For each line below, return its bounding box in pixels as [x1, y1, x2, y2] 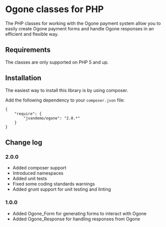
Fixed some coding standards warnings [12, 181, 95, 187]
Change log [5, 138, 43, 147]
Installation [5, 74, 41, 82]
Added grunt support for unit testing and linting [12, 186, 111, 193]
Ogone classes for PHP [5, 4, 104, 15]
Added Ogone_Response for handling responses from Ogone [12, 216, 140, 222]
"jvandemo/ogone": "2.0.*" [23, 115, 80, 121]
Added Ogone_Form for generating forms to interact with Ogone [12, 210, 147, 216]
